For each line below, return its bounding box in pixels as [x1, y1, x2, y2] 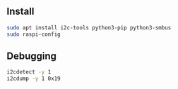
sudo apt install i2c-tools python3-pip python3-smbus [6, 24, 172, 31]
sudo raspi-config [6, 31, 61, 38]
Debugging [6, 50, 57, 62]
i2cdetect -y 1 [6, 69, 52, 76]
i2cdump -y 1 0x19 [6, 75, 61, 83]
